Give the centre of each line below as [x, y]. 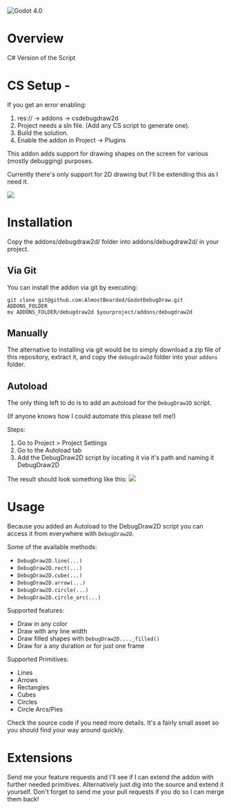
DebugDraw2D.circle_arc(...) [59, 598]
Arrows [27, 680]
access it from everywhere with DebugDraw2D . [71, 534]
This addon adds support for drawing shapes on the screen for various [108, 153]
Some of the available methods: [52, 547]
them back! [23, 799]
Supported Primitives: [38, 659]
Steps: [16, 430]
